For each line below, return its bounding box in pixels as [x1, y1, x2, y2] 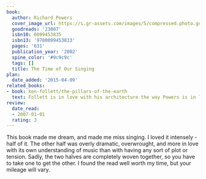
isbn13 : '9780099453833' [12, 37, 75, 43]
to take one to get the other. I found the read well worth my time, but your [6, 159, 191, 167]
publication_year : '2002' [12, 49, 78, 55]
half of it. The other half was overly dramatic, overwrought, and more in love [6, 140, 199, 147]
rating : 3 [12, 117, 37, 123]
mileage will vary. [6, 166, 50, 174]
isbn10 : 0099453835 [12, 32, 62, 38]
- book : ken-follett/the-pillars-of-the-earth [6, 89, 128, 95]
